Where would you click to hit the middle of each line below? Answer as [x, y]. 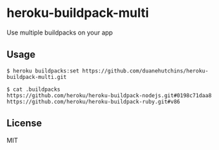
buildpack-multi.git [37, 77]
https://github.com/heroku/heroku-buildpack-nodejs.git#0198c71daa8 [109, 95]
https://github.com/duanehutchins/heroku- [145, 71]
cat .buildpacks [37, 89]
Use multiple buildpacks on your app [60, 32]
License [24, 124]
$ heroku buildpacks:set [43, 71]
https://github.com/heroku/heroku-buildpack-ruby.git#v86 [93, 101]
